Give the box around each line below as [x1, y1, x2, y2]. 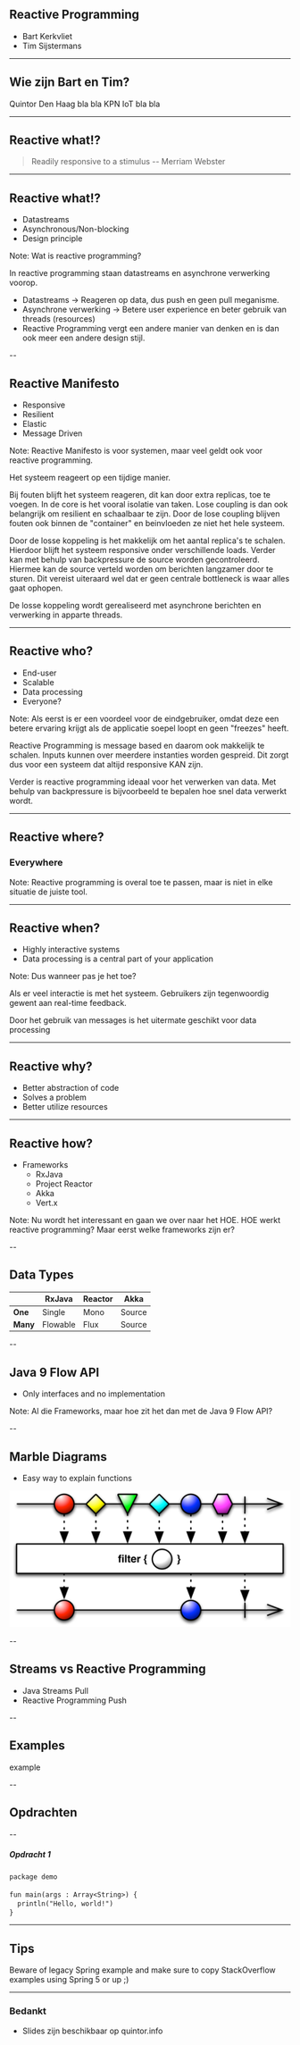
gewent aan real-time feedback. [9, 998, 127, 1009]
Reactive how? [9, 1136, 94, 1151]
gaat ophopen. [9, 582, 63, 593]
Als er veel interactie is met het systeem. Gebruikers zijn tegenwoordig [9, 988, 270, 999]
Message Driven [21, 428, 83, 439]
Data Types [9, 1268, 74, 1283]
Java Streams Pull [21, 1685, 89, 1696]
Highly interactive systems [21, 944, 121, 955]
